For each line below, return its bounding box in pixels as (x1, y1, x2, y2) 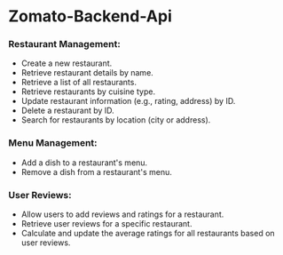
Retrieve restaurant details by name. (20, 68, 154, 78)
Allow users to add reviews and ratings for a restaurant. (20, 209, 224, 219)
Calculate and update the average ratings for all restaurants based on (20, 228, 276, 239)
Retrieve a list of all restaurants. (20, 77, 137, 88)
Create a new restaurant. (20, 58, 113, 68)
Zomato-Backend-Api (8, 6, 172, 27)
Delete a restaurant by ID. (20, 105, 114, 116)
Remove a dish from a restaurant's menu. (20, 166, 172, 177)
